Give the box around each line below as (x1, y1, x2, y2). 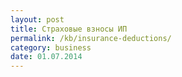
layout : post (10, 14, 65, 25)
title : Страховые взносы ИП (10, 24, 128, 34)
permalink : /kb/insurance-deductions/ (10, 33, 172, 43)
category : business (10, 42, 92, 53)
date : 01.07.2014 (10, 52, 83, 62)
